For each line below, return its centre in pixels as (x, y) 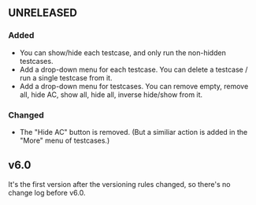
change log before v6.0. (47, 192)
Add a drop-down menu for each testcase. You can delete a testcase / (134, 69)
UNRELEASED (43, 13)
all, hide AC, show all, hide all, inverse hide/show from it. (111, 95)
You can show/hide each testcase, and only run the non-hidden (122, 52)
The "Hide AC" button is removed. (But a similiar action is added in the (134, 132)
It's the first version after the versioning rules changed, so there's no (119, 184)
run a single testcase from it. (66, 77)
